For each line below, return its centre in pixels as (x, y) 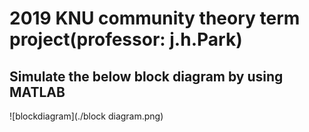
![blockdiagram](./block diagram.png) (86, 116)
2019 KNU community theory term (155, 18)
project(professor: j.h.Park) (126, 39)
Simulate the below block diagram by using (146, 76)
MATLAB (37, 92)
